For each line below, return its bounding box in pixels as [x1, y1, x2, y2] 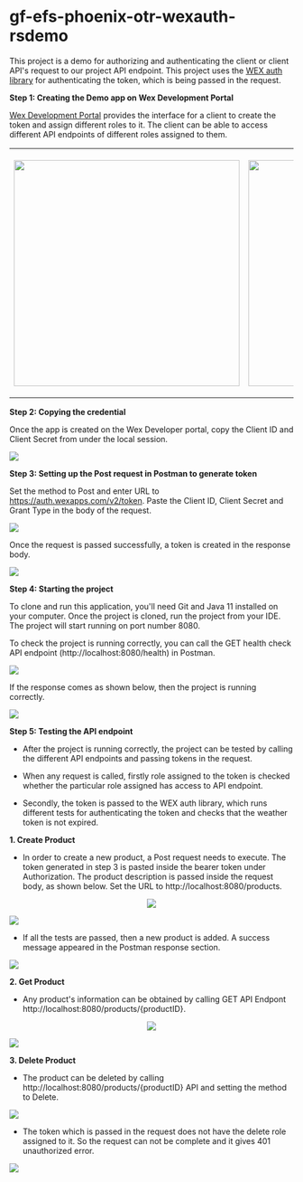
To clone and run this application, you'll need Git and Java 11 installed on [9, 600, 279, 611]
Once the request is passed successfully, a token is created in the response [9, 539, 291, 550]
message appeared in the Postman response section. [22, 941, 221, 952]
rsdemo [9, 25, 69, 46]
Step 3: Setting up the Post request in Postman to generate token [9, 468, 258, 478]
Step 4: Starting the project [9, 583, 115, 594]
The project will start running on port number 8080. [9, 619, 201, 630]
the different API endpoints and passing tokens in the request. [22, 752, 252, 763]
